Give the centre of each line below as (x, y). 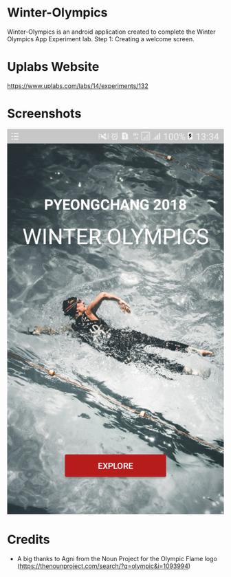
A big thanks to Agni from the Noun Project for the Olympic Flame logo (117, 558)
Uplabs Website (53, 67)
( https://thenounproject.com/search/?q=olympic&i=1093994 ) (104, 566)
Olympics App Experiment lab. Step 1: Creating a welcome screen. (101, 39)
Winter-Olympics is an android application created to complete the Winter (111, 32)
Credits (29, 540)
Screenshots (44, 114)
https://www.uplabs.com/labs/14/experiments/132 (78, 86)
